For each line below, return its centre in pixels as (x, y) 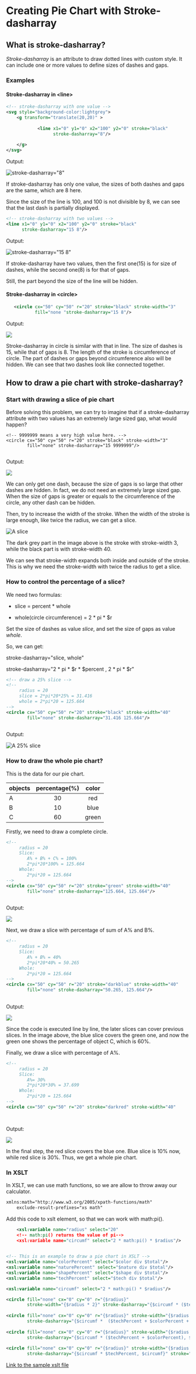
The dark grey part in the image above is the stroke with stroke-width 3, (92, 543)
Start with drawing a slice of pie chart (60, 399)
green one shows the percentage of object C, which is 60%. (78, 1041)
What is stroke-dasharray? (56, 45)
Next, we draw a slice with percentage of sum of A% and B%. (80, 930)
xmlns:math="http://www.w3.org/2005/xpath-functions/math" (79, 1202)
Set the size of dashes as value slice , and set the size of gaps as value (91, 628)
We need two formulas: (34, 594)
